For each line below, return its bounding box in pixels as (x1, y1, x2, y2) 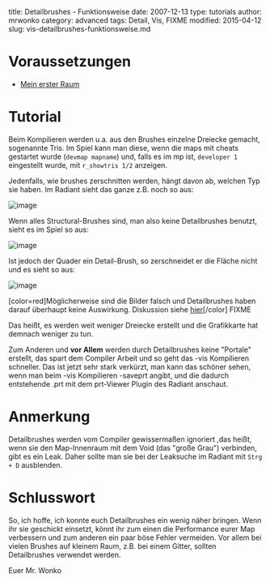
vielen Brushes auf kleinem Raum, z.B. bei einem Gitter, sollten (8, 541, 217, 550)
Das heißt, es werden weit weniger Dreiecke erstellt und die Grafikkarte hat (8, 320, 259, 330)
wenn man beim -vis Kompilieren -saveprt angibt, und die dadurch (8, 370, 230, 380)
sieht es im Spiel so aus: (8, 225, 89, 234)
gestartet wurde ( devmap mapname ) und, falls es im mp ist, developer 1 (8, 152, 238, 161)
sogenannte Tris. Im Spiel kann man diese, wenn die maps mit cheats (8, 143, 238, 152)
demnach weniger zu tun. (8, 328, 94, 339)
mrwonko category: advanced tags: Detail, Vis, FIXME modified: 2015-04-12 (8, 15, 262, 25)
